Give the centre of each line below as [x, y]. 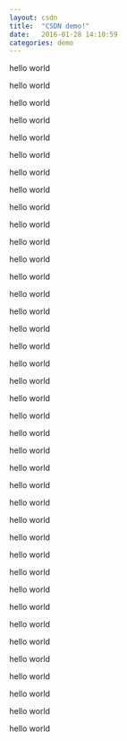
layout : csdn [34, 17]
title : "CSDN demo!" [50, 26]
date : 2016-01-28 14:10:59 [63, 34]
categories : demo [42, 43]
